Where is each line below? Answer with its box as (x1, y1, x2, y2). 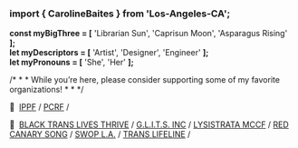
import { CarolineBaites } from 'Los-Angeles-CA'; (9, 7, 231, 20)
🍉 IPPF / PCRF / (9, 102, 70, 113)
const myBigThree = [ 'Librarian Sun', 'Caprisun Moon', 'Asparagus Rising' (9, 28, 288, 39)
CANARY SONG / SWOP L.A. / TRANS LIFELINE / (9, 129, 191, 140)
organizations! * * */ (9, 84, 84, 95)
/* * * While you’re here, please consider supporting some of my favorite (9, 74, 281, 85)
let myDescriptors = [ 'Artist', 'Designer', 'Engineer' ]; (9, 47, 209, 58)
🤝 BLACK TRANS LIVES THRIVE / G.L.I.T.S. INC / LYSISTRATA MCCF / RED (9, 119, 290, 130)
